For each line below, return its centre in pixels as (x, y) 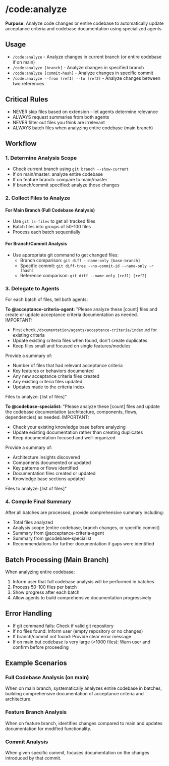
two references (28, 83)
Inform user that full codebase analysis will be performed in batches (83, 581)
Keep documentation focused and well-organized (64, 437)
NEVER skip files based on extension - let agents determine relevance (85, 112)
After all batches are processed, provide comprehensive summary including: (84, 513)
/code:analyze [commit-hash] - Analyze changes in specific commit (83, 73)
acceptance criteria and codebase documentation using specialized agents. (84, 28)
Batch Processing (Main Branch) (57, 560)
